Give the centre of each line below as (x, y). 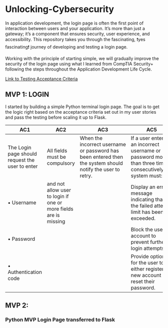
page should (22, 154)
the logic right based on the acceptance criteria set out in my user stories (81, 112)
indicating (142, 199)
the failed (142, 205)
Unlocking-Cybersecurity (59, 9)
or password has (99, 150)
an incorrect (145, 144)
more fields (60, 209)
